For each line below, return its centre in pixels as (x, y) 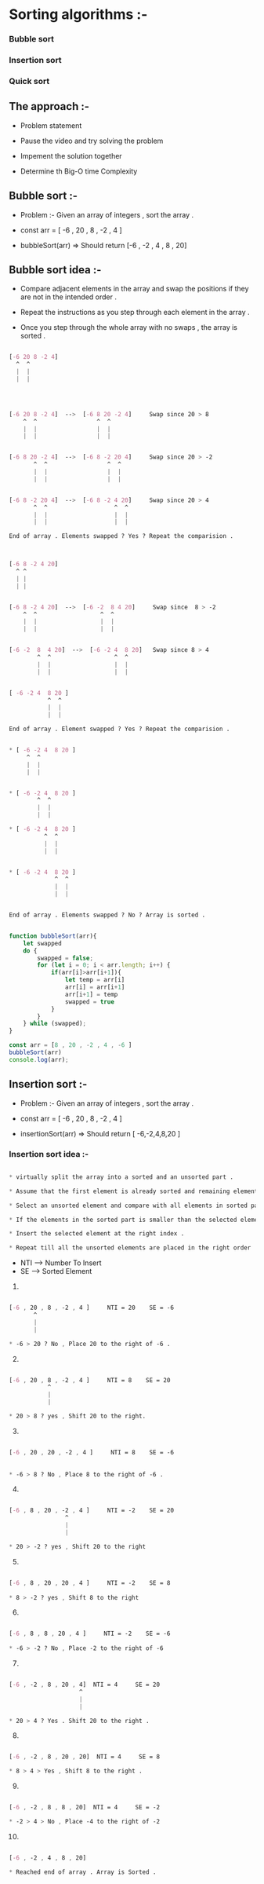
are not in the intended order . (68, 297)
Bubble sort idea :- (55, 270)
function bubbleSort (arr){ (53, 936)
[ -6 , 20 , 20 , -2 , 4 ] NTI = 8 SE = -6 (92, 1452)
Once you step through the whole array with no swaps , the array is (129, 327)
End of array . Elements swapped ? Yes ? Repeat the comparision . (121, 536)
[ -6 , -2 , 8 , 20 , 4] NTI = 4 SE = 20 (84, 1685)
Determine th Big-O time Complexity (79, 171)
